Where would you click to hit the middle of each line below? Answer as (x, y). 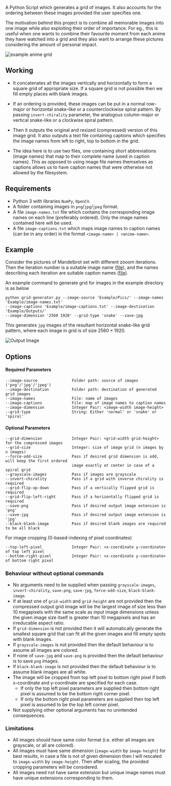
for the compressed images (34, 443)
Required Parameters (28, 370)
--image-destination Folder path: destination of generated (81, 390)
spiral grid (18, 470)
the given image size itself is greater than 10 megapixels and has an (84, 617)
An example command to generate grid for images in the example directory (84, 283)
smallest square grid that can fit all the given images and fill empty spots (89, 634)
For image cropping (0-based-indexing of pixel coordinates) (69, 538)
